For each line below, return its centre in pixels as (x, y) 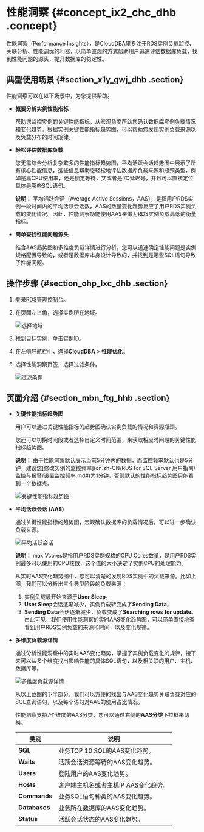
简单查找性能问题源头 (42, 234)
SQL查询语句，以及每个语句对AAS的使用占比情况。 (79, 702)
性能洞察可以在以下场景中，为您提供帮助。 (59, 96)
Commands (35, 796)
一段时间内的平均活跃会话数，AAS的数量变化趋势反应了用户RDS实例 (106, 206)
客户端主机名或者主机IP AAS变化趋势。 (114, 785)
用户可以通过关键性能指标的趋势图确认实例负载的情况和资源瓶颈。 (97, 427)
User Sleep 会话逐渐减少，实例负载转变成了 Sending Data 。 (98, 605)
